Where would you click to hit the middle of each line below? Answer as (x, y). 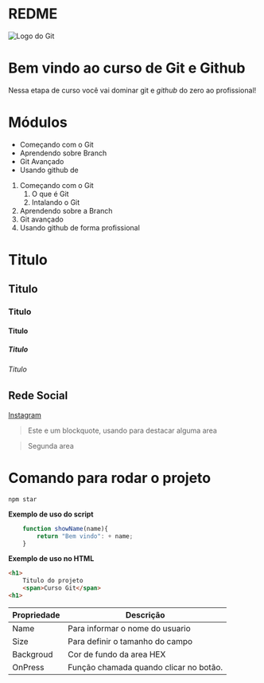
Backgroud (33, 654)
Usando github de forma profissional (80, 227)
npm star (23, 499)
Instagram (25, 414)
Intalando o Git (56, 202)
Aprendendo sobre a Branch (66, 210)
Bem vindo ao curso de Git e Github (127, 68)
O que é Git (50, 194)
